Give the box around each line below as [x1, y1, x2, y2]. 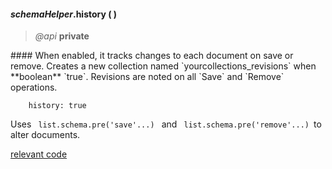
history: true [28, 101, 87, 111]
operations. [10, 81, 58, 94]
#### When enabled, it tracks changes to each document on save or [10, 50, 294, 62]
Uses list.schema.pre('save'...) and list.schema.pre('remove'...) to [10, 118, 322, 130]
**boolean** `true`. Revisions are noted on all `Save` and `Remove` [10, 71, 285, 83]
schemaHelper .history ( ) [10, 8, 118, 20]
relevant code [10, 148, 68, 160]
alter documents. [10, 129, 81, 141]
